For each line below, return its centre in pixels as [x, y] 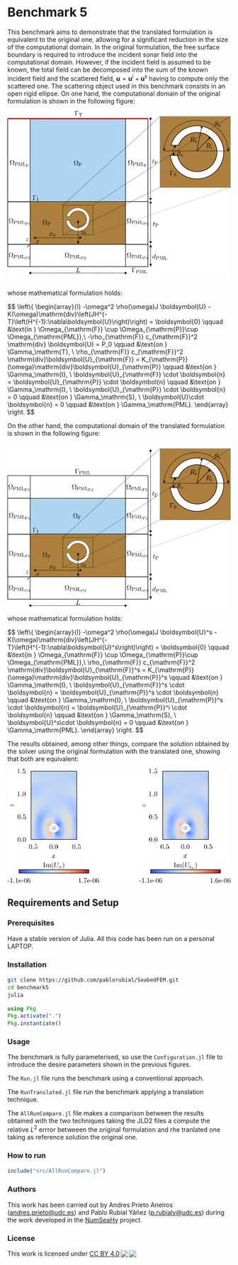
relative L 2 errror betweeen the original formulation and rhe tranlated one [114, 1129]
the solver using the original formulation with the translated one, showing [114, 751]
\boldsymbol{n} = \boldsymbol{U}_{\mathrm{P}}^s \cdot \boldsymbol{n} [113, 692]
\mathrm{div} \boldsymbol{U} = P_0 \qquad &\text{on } [87, 344]
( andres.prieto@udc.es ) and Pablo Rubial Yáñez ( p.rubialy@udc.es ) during [116, 1212]
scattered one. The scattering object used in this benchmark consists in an [117, 86]
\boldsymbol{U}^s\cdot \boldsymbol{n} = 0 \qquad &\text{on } [98, 722]
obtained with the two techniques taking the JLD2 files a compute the [109, 1121]
